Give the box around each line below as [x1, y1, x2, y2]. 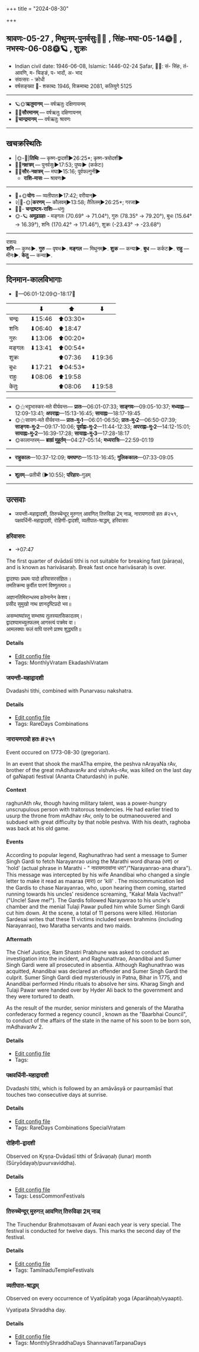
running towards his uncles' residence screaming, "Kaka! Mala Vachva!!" [6, 890, 184, 897]
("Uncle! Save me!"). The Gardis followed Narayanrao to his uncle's [6, 896, 171, 904]
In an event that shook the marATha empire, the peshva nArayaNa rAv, [6, 760, 178, 767]
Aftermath [6, 935, 33, 942]
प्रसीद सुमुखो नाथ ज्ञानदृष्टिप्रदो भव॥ [6, 600, 72, 607]
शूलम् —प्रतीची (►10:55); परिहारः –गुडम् [14, 471, 91, 478]
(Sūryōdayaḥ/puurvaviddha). [6, 1160, 76, 1167]
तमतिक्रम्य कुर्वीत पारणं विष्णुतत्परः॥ [6, 582, 71, 589]
